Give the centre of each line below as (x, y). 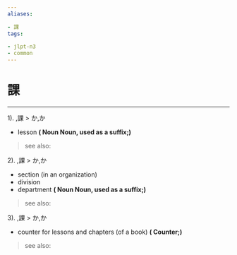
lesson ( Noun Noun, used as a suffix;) (74, 132)
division (29, 182)
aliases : (20, 14)
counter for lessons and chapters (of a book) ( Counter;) (100, 232)
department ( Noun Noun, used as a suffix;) (82, 189)
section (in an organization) (57, 174)
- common (20, 54)
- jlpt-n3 (22, 47)
